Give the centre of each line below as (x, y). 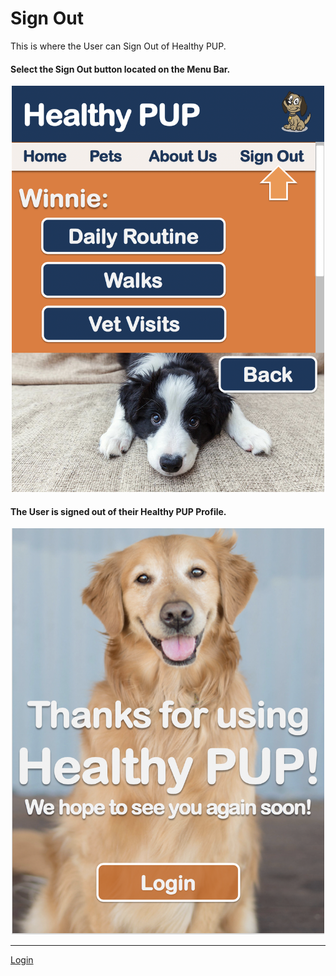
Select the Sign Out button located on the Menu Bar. (120, 69)
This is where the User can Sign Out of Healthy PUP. (118, 46)
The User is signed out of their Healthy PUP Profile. (118, 511)
